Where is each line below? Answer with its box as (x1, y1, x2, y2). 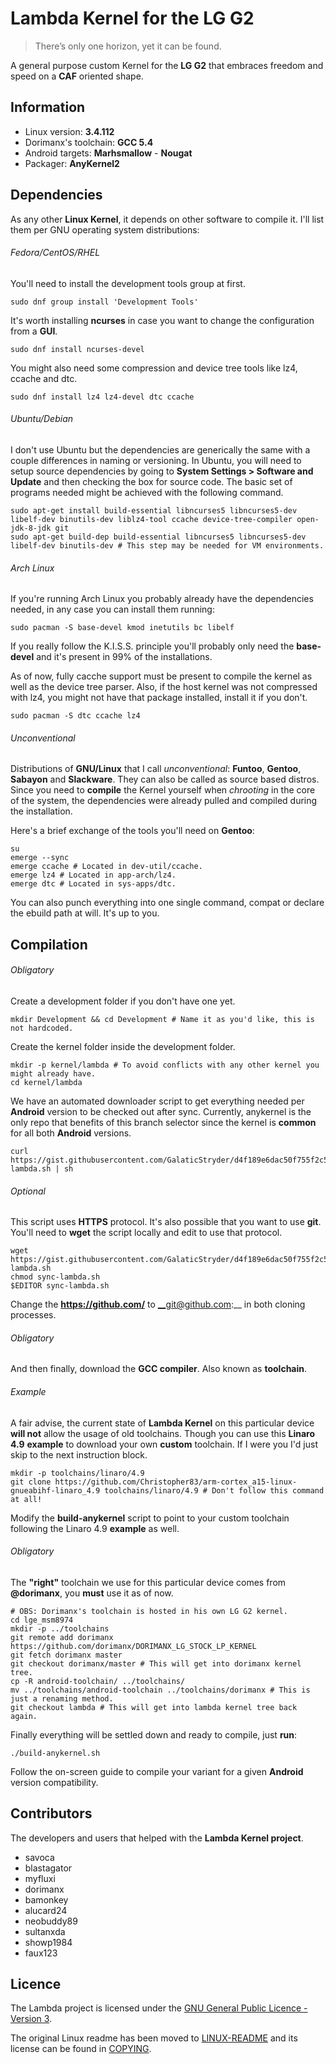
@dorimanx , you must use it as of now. (10, 1587, 174, 1599)
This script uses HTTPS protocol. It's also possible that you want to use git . (10, 1216, 322, 1228)
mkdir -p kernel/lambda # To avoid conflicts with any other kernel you (10, 1060, 320, 1070)
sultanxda (24, 1925, 66, 1937)
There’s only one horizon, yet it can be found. (34, 40, 222, 52)
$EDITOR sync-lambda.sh (10, 1281, 110, 1291)
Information (10, 99, 86, 116)
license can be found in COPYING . (10, 2043, 152, 2055)
